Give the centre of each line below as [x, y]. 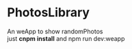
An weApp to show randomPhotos [55, 31]
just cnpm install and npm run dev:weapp [66, 38]
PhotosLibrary [49, 13]
